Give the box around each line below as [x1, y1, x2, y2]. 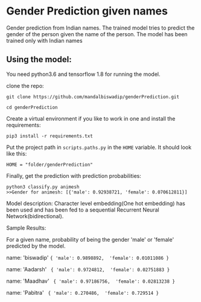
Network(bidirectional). [6, 212, 64, 219]
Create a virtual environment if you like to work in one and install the [6, 115, 176, 122]
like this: [6, 149, 27, 157]
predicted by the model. [6, 242, 66, 250]
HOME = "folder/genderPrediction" [6, 162, 94, 168]
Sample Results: [6, 224, 46, 231]
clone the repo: [6, 82, 44, 89]
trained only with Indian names [6, 37, 83, 44]
